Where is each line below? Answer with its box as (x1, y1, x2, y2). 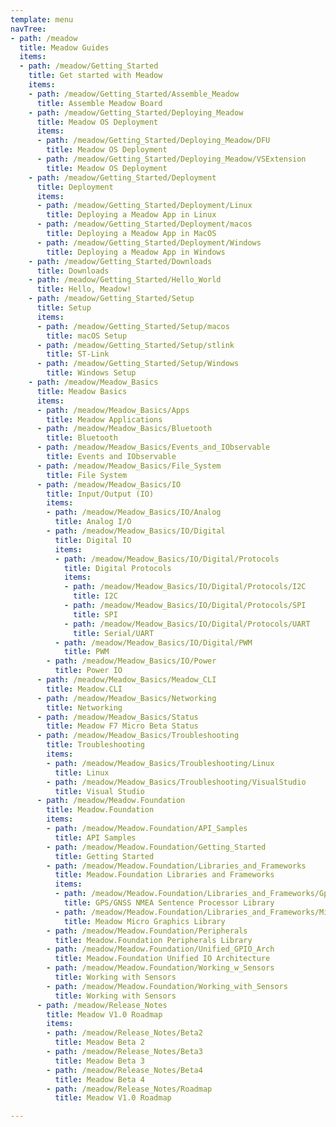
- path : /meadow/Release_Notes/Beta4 (46, 1065, 203, 1075)
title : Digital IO (54, 535, 132, 545)
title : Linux (54, 767, 110, 778)
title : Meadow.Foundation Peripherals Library (54, 935, 253, 945)
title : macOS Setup (46, 331, 128, 341)
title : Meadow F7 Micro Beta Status (46, 721, 199, 731)
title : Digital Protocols (63, 563, 172, 573)
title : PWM (63, 647, 110, 657)
